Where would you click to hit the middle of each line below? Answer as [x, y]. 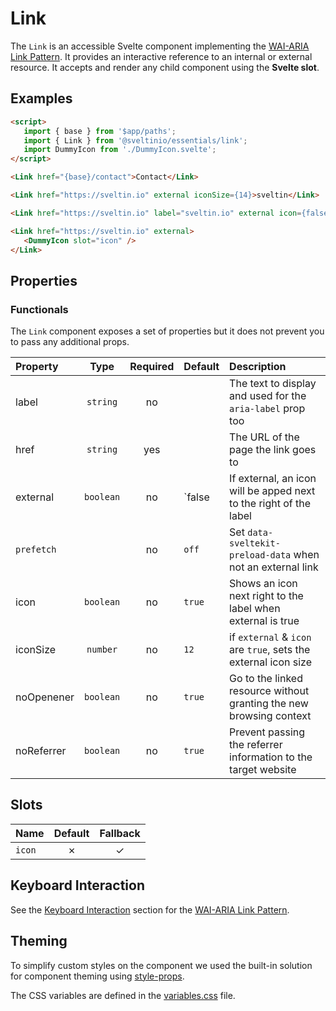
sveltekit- [255, 543]
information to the [271, 757]
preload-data [260, 555]
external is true [264, 621]
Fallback [120, 833]
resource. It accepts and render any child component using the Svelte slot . [165, 67]
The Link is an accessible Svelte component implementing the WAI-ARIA [160, 46]
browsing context [270, 716]
